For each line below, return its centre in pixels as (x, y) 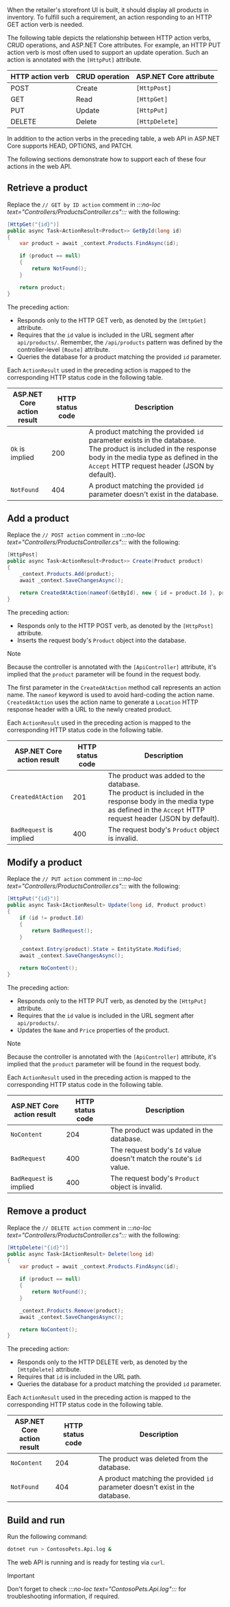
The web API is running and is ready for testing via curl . (86, 1562)
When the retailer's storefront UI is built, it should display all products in (108, 10)
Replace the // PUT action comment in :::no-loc (75, 879)
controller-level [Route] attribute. (64, 349)
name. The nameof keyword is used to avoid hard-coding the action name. (111, 694)
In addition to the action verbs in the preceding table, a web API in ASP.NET (114, 139)
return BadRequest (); (63, 930)
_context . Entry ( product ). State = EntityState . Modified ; (101, 950)
